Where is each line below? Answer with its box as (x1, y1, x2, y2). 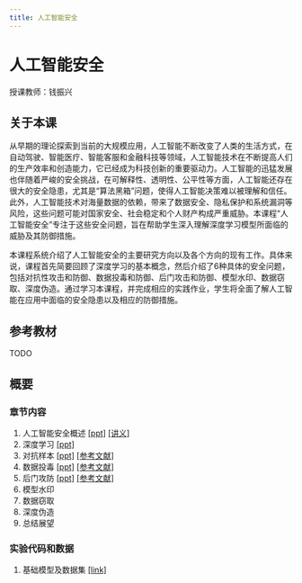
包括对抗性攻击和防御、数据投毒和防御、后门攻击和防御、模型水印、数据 (9, 272, 277, 283)
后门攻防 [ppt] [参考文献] (22, 472, 114, 483)
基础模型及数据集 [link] (22, 564, 107, 576)
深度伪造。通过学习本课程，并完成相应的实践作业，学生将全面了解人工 (24, 283, 285, 294)
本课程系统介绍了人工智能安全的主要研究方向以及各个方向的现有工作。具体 (9, 249, 285, 261)
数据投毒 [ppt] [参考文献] (22, 461, 114, 472)
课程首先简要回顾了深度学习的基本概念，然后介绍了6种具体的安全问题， (24, 261, 290, 272)
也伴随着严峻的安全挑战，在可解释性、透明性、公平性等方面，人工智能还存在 (9, 175, 293, 185)
